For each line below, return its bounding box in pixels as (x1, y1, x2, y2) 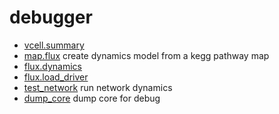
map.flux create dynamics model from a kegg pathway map (23, 49, 270, 61)
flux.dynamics (23, 60, 83, 72)
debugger (9, 6, 93, 29)
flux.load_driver (23, 71, 89, 83)
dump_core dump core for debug (23, 92, 161, 104)
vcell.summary (23, 39, 85, 51)
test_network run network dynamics (23, 81, 173, 93)
